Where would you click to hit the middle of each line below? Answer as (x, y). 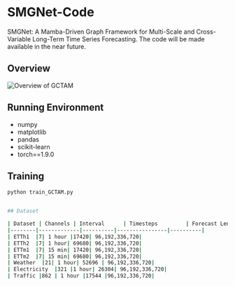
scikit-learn (34, 147)
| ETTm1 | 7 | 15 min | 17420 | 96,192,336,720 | (75, 250)
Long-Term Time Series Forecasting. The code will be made (119, 39)
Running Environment (56, 108)
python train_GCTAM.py (40, 192)
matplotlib (32, 132)
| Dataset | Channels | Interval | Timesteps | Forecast (112, 224)
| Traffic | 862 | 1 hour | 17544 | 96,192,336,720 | (81, 276)
